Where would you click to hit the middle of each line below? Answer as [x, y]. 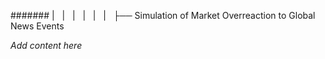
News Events [37, 26]
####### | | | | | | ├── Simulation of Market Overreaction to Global [163, 15]
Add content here [46, 45]
